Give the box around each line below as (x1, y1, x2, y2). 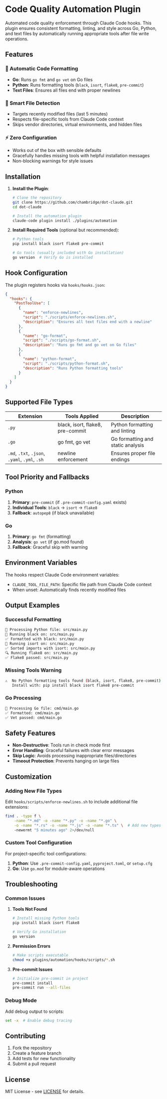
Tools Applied (65, 412, 99, 419)
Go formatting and (111, 435, 154, 442)
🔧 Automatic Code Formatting (5, 65, 79, 72)
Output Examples (5, 601, 60, 610)
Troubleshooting (5, 880, 58, 888)
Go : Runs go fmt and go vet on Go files (12, 76, 93, 83)
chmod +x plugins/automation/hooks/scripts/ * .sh (12, 957, 115, 962)
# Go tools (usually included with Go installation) (12, 250, 124, 255)
